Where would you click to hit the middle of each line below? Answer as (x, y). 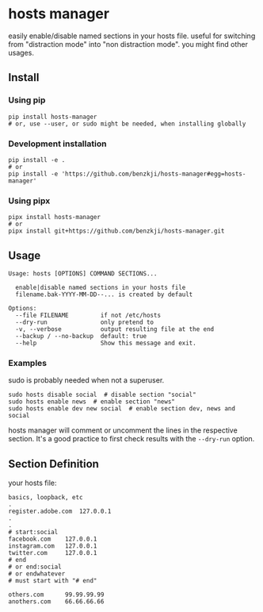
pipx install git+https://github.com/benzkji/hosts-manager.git (116, 231)
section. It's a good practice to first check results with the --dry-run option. (131, 439)
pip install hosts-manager (53, 117)
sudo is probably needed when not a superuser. (86, 380)
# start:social (33, 533)
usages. (21, 52)
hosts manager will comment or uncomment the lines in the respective (123, 430)
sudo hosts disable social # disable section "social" (102, 395)
